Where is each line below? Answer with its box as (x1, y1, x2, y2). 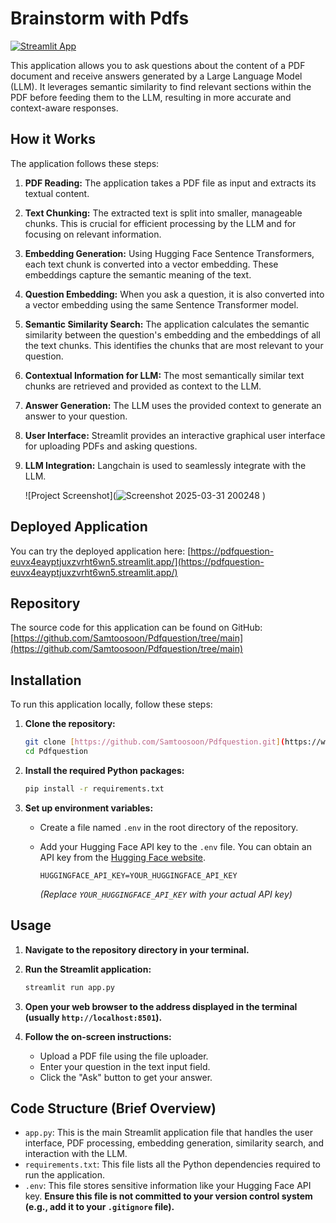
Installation (10, 672, 82, 689)
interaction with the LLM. (24, 1148, 128, 1160)
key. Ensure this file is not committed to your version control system (24, 1190, 313, 1202)
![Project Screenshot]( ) (24, 489, 267, 501)
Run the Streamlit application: (24, 963, 152, 975)
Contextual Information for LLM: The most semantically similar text (24, 369, 305, 381)
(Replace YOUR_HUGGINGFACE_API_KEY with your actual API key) (39, 888, 293, 900)
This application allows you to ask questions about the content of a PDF (10, 59, 306, 71)
